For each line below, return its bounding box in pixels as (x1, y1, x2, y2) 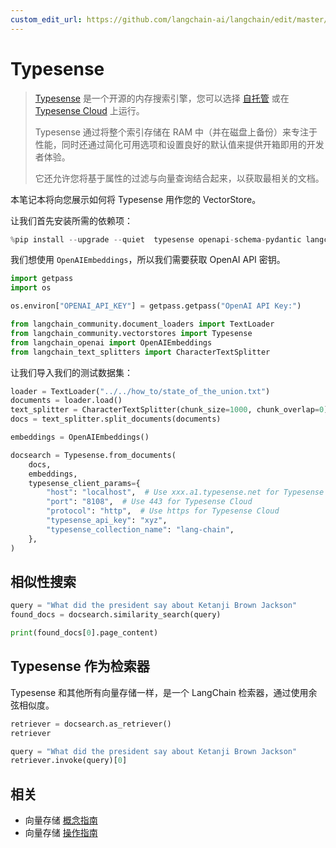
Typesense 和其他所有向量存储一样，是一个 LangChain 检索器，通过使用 (10, 686, 309, 698)
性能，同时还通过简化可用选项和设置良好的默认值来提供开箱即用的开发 (34, 138, 325, 150)
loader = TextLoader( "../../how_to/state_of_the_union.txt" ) (10, 386, 271, 396)
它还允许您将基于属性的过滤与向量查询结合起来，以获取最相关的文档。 (34, 172, 325, 184)
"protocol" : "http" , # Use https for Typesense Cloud (46, 506, 280, 516)
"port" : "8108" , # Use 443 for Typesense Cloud (46, 497, 253, 507)
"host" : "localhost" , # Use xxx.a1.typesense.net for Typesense (46, 487, 325, 498)
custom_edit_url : (10, 14, 83, 25)
